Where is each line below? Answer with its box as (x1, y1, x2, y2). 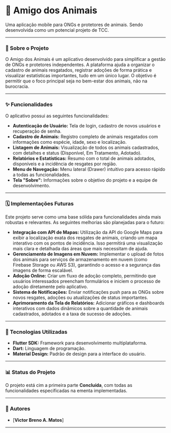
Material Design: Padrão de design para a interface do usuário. (12, 351, 146, 357)
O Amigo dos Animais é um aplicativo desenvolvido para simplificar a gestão (5, 56, 166, 62)
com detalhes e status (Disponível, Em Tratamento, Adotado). (12, 149, 141, 156)
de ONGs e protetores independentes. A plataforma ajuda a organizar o (5, 61, 155, 68)
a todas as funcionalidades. (12, 171, 71, 178)
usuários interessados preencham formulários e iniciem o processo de (12, 278, 161, 284)
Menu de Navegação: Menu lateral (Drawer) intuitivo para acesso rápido (12, 166, 165, 172)
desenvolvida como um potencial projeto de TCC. (5, 27, 109, 33)
